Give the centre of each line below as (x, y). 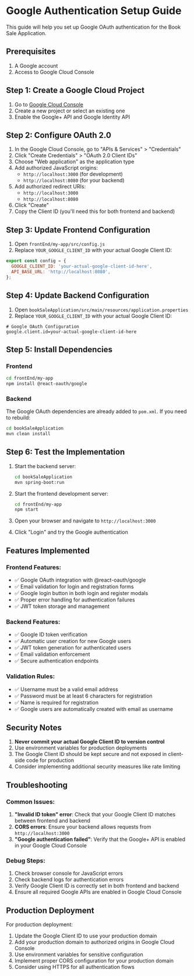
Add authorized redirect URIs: (50, 187)
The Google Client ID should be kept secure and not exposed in (91, 754)
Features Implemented (48, 550)
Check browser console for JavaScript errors (69, 874)
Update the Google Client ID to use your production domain (86, 936)
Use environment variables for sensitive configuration (79, 954)
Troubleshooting (37, 785)
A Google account (36, 66)
